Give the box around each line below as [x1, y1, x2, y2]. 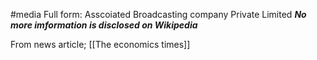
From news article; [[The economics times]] [10, 39, 191, 50]
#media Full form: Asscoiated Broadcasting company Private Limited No [10, 9, 307, 20]
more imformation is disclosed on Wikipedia [10, 19, 198, 31]
